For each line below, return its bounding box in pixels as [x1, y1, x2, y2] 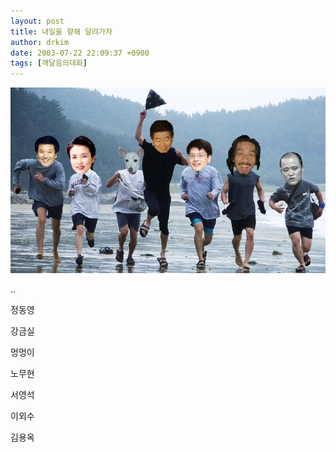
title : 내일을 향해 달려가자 [10, 26, 113, 37]
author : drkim [10, 37, 70, 47]
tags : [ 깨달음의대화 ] [10, 58, 88, 69]
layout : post [10, 16, 65, 26]
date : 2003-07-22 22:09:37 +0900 [10, 48, 150, 58]
